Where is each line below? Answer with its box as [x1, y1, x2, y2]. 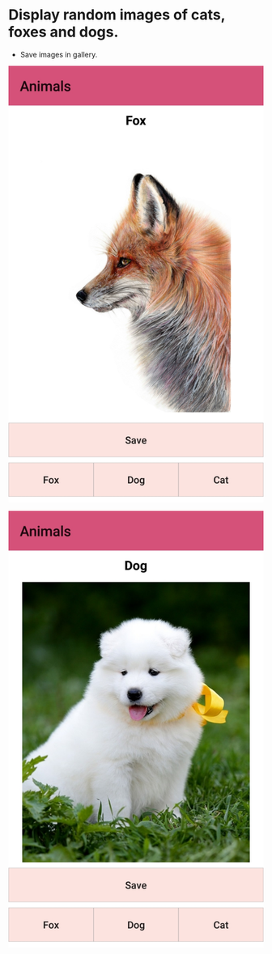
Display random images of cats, [8, 6, 225, 24]
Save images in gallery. [19, 49, 98, 59]
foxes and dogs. [8, 23, 119, 41]
